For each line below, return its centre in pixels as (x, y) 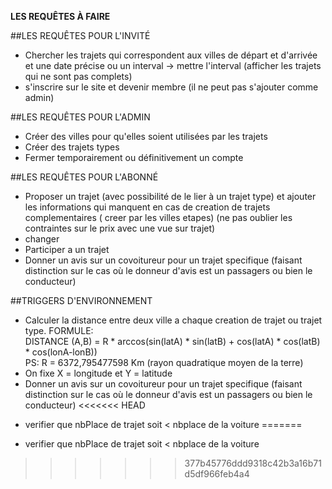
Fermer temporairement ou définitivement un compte (134, 157)
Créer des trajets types (72, 147)
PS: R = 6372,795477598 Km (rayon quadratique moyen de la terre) (164, 362)
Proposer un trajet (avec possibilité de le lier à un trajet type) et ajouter (170, 196)
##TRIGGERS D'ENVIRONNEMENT (81, 300)
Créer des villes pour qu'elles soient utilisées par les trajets (146, 136)
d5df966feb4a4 (217, 474)
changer (42, 239)
